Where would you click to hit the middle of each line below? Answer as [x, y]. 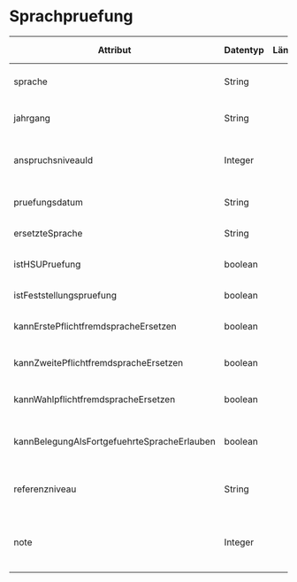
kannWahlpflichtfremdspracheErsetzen [95, 399]
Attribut [114, 50]
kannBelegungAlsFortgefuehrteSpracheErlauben [115, 441]
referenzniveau [45, 489]
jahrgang [32, 118]
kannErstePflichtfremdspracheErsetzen [95, 326]
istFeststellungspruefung [65, 295]
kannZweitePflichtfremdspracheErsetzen [99, 362]
